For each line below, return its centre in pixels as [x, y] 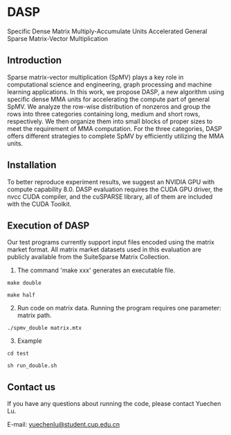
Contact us [31, 387]
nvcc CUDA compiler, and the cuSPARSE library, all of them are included [110, 196]
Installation [32, 165]
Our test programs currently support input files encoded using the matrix [111, 242]
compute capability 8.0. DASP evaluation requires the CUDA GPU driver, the [115, 189]
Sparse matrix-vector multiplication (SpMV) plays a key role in [95, 77]
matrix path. [34, 315]
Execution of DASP [48, 225]
